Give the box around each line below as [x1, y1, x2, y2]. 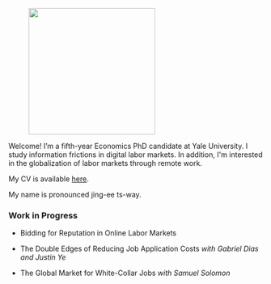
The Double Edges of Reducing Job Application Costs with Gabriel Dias [19, 244, 259, 254]
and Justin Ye [19, 252, 66, 262]
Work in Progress [8, 210, 78, 221]
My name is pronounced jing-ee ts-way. [8, 190, 142, 199]
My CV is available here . [8, 174, 89, 184]
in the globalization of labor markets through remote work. [8, 159, 202, 167]
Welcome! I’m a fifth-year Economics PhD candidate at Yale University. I [8, 142, 248, 150]
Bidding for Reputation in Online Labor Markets [19, 228, 176, 238]
